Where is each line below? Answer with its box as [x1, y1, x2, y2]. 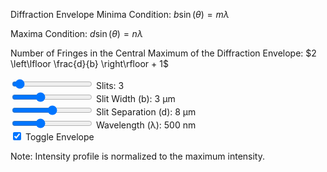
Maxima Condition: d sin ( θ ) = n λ [10, 28, 143, 39]
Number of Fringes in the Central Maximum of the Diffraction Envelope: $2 [10, 47, 317, 59]
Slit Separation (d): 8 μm [95, 106, 197, 118]
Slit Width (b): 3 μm [95, 93, 176, 104]
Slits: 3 [95, 80, 125, 91]
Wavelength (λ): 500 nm [95, 119, 197, 131]
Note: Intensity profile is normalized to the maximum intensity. [10, 150, 266, 162]
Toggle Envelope [24, 131, 95, 143]
